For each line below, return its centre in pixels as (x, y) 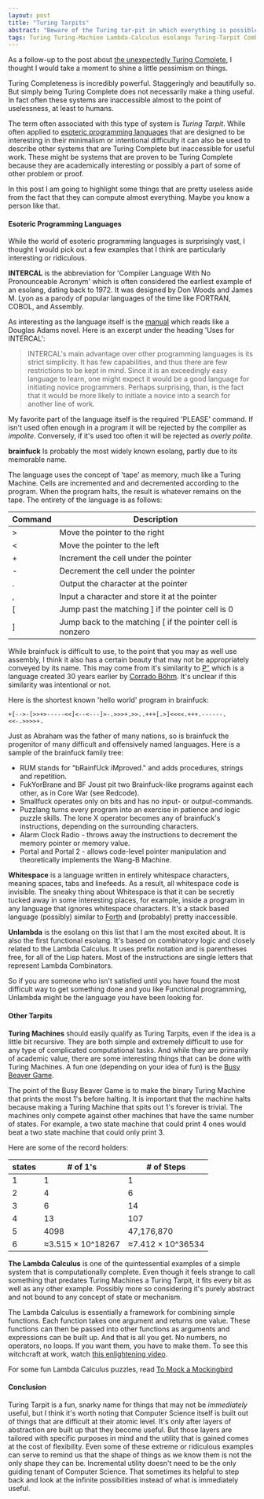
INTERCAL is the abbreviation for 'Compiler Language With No (109, 273)
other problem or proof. (46, 174)
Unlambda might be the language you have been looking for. (106, 998)
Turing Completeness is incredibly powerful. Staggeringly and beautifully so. (132, 83)
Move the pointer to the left (109, 545)
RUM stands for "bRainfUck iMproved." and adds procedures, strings (131, 768)
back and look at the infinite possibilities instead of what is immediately (123, 1479)
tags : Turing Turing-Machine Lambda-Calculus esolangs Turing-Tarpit (125, 37)
